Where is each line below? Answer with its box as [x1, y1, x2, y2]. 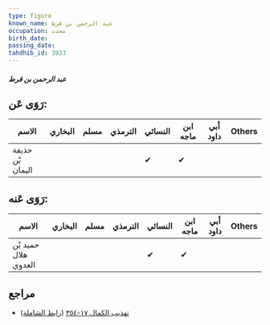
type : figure [8, 11, 52, 20]
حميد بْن [12, 239, 40, 250]
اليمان [12, 165, 34, 176]
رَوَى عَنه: [8, 192, 48, 205]
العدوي [12, 259, 36, 270]
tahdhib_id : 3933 [8, 49, 67, 57]
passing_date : [8, 42, 56, 50]
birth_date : [8, 34, 48, 43]
